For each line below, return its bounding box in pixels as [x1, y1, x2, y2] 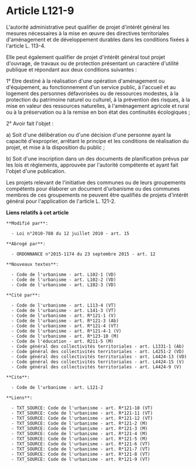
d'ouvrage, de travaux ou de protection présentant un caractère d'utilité [6, 60, 179, 67]
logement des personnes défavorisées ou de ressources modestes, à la [6, 90, 179, 97]
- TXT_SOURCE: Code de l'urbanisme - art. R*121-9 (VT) [11, 456, 150, 462]
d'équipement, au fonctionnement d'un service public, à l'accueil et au [6, 83, 176, 90]
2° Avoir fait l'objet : [6, 120, 54, 127]
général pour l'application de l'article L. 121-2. [6, 198, 116, 205]
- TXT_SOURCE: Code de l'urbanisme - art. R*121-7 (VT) [11, 446, 150, 452]
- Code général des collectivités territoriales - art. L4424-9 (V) [11, 364, 182, 370]
